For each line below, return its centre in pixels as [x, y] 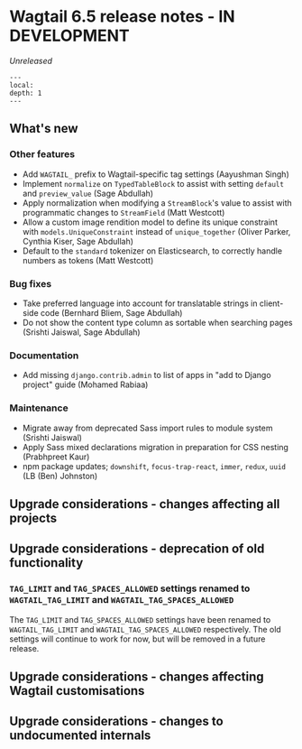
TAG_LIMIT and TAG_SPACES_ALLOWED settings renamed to [130, 588]
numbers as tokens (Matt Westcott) [88, 260]
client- [271, 303]
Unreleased [31, 60]
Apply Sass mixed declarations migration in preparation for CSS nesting [155, 447]
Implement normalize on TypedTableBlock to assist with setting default [153, 183]
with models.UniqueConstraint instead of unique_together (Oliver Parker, [156, 231]
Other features [42, 154]
